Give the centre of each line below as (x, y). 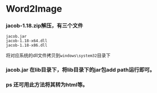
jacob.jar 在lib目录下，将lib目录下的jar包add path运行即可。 (81, 70)
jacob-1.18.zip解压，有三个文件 (45, 26)
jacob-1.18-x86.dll (27, 45)
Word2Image (34, 9)
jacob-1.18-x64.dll (27, 41)
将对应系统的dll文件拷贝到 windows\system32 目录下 (58, 55)
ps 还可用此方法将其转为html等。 (47, 85)
